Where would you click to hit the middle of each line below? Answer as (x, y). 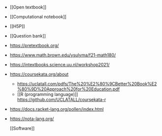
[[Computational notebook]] (38, 17)
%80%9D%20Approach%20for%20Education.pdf (68, 89)
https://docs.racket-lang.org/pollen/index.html (57, 109)
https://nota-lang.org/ (32, 119)
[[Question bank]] (28, 36)
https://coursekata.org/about (39, 74)
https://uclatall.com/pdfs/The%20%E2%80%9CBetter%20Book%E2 (87, 84)
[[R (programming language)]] (48, 94)
